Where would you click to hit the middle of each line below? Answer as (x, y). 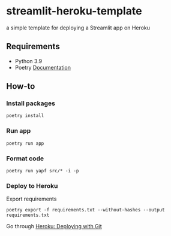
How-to (21, 86)
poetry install (25, 116)
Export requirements (31, 199)
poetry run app (25, 143)
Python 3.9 (28, 61)
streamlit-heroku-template (74, 11)
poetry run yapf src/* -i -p (43, 171)
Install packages (31, 103)
